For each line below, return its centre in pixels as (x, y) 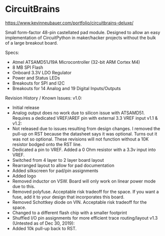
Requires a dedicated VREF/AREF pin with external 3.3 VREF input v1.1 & (85, 118)
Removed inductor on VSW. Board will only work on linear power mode (84, 181)
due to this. (24, 186)
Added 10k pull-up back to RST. (44, 228)
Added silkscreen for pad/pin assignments (55, 170)
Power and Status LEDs (36, 78)
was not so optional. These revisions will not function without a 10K (80, 139)
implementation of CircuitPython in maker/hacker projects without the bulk (81, 38)
